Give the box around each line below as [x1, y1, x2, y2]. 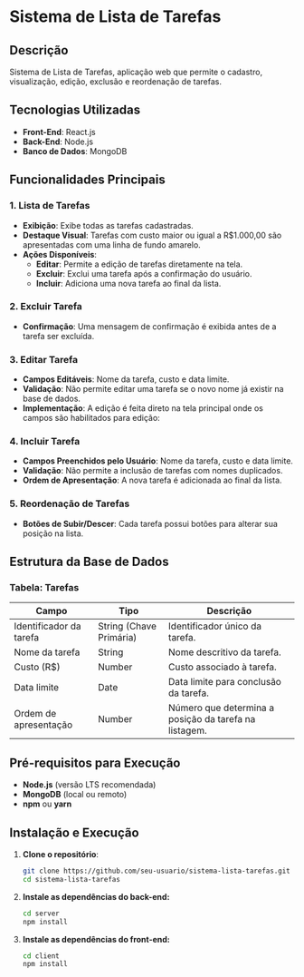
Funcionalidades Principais [9, 172, 166, 188]
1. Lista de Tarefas [9, 200, 90, 212]
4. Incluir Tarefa [9, 435, 81, 448]
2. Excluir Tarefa [9, 300, 83, 313]
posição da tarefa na [168, 713, 256, 726]
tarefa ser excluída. [22, 330, 95, 341]
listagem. [168, 724, 208, 737]
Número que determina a [168, 701, 274, 714]
